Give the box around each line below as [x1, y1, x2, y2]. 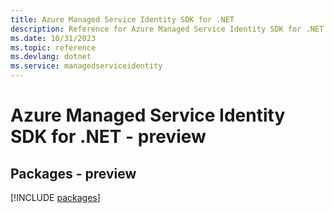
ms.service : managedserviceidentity [10, 61, 163, 71]
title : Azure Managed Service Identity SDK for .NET [10, 14, 235, 25]
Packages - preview [10, 165, 137, 182]
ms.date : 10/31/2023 [10, 33, 97, 43]
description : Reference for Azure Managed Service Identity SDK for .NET [10, 24, 325, 34]
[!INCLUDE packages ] [10, 192, 101, 203]
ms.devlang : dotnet [10, 52, 92, 62]
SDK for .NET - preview [10, 126, 207, 148]
